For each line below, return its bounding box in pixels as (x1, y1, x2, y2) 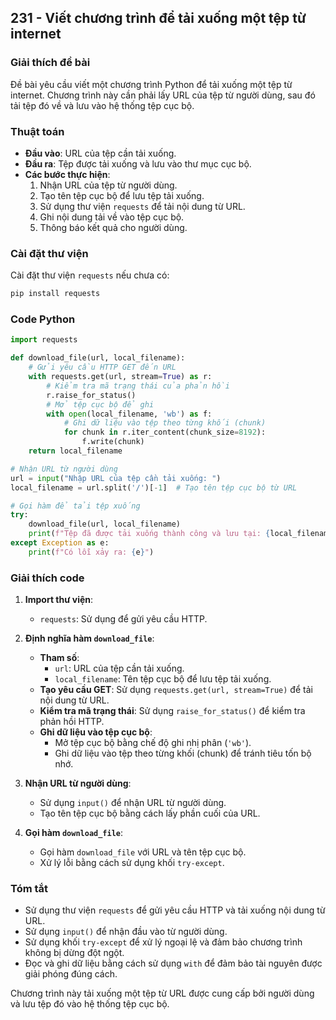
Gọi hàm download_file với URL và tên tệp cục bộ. (39, 846, 247, 858)
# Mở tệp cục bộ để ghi (46, 399, 155, 410)
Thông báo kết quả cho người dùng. (39, 221, 188, 233)
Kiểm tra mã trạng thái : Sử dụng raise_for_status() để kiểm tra (39, 705, 306, 717)
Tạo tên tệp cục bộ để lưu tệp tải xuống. (39, 189, 205, 201)
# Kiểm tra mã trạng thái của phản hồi (46, 381, 230, 391)
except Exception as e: (10, 538, 110, 548)
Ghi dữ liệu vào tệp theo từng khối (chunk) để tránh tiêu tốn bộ (54, 747, 312, 760)
